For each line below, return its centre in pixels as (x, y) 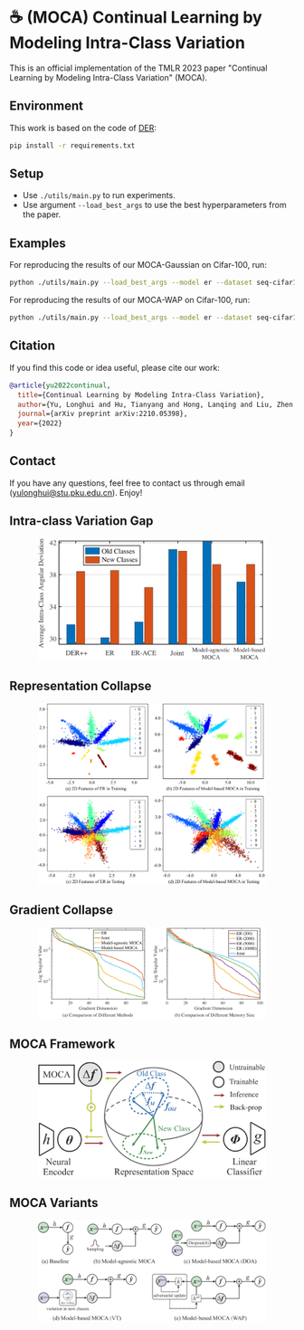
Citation (33, 346)
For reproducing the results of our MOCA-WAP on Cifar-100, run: (130, 300)
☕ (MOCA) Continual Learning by (136, 18)
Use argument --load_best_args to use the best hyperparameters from (154, 205)
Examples (38, 243)
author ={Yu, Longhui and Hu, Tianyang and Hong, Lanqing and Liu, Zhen (156, 404)
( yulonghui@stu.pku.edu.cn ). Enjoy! (76, 492)
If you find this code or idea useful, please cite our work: (114, 367)
